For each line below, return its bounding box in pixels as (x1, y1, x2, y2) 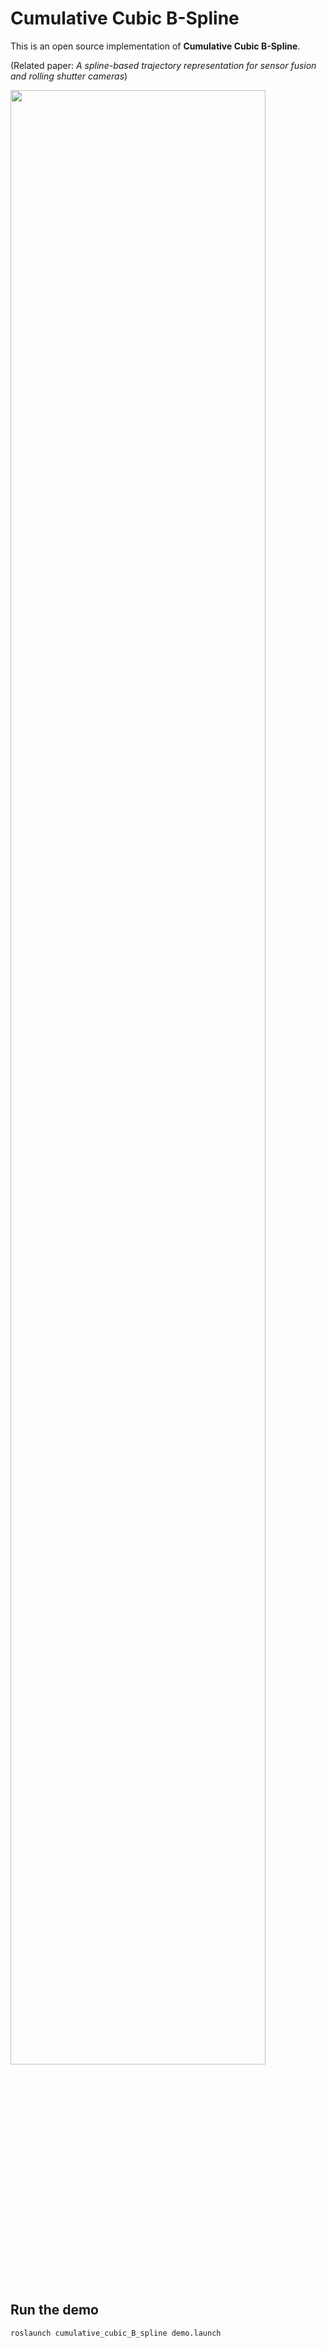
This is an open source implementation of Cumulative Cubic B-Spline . (10, 40, 301, 52)
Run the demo (10, 2302, 100, 2319)
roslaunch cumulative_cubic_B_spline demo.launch (10, 2328, 222, 2338)
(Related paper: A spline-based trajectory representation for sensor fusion (10, 59, 317, 71)
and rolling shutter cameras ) (10, 70, 128, 82)
